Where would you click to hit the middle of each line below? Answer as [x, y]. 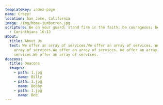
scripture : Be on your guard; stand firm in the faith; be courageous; [79, 28]
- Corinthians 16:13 [30, 32]
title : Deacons [25, 63]
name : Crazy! [18, 14]
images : [17, 68]
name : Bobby [30, 86]
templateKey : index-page [30, 9]
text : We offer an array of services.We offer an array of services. [81, 45]
